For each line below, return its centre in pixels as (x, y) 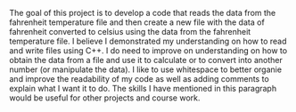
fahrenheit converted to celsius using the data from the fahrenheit (130, 32)
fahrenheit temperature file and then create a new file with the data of (137, 22)
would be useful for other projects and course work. (105, 98)
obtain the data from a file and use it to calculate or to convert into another (146, 60)
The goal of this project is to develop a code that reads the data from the (143, 13)
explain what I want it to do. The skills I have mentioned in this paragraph (143, 88)
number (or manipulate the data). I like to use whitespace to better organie (146, 69)
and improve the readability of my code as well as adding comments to (139, 79)
